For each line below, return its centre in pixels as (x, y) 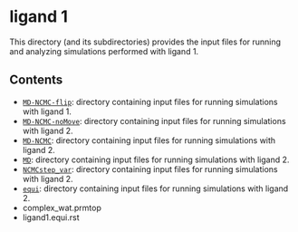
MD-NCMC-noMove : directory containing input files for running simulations (154, 121)
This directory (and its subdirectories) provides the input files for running (145, 42)
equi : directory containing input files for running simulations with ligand (155, 188)
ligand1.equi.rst (51, 217)
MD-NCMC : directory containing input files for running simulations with (149, 140)
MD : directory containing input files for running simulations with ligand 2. (156, 159)
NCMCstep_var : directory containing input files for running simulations (150, 169)
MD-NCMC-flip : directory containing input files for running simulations (150, 101)
